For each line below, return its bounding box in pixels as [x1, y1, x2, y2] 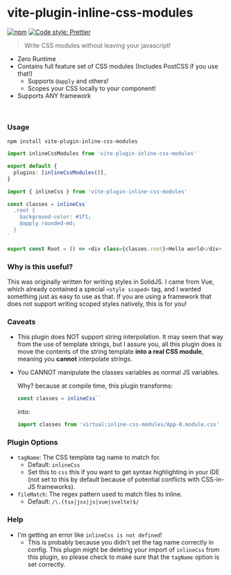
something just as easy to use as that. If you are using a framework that [7, 293, 212, 301]
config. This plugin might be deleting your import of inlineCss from [27, 545, 220, 553]
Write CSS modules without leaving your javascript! [24, 41, 171, 49]
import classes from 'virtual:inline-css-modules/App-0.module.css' [17, 421, 220, 428]
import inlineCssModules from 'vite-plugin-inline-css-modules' [7, 151, 197, 157]
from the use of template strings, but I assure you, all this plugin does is [17, 340, 222, 348]
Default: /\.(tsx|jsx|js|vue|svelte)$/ [27, 497, 139, 506]
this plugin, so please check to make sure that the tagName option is [27, 553, 220, 561]
